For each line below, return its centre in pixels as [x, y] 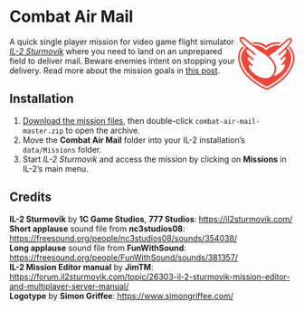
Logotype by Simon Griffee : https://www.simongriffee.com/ [121, 296]
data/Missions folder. [62, 149]
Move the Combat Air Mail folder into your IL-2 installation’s [134, 140]
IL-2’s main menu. [55, 168]
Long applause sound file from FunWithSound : [98, 248]
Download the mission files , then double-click [108, 120]
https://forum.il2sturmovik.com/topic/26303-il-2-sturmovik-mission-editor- [150, 277]
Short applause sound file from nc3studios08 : [97, 229]
